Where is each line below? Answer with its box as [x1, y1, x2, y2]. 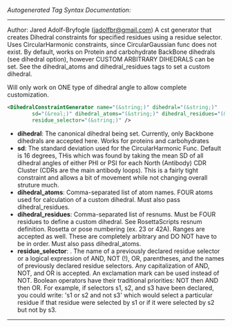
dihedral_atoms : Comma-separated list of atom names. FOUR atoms [17, 188, 213, 196]
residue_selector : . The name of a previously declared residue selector [17, 247, 220, 255]
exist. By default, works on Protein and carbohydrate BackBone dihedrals [7, 48, 215, 56]
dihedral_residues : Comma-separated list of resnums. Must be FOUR [17, 210, 216, 218]
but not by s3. [17, 306, 57, 314]
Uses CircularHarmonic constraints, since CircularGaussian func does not [7, 41, 217, 48]
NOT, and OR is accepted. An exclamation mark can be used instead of [17, 269, 220, 277]
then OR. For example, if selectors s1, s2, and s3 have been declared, [17, 283, 214, 292]
